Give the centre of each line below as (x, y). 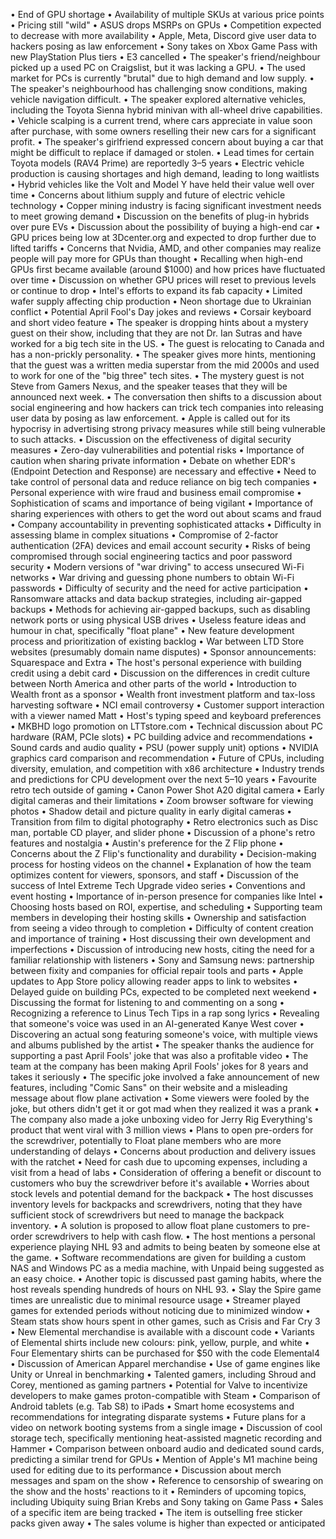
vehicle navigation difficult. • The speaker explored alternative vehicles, (158, 99)
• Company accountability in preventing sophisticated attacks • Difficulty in (166, 524)
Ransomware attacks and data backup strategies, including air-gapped (156, 598)
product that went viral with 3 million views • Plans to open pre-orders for (162, 1130)
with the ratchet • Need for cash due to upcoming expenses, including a (159, 1162)
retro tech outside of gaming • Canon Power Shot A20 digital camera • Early (167, 790)
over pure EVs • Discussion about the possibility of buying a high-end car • (165, 227)
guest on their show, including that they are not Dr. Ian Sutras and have (156, 333)
